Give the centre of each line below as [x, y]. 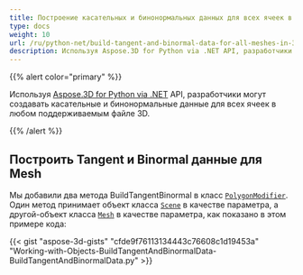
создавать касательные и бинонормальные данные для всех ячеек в [143, 104]
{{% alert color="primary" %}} [66, 77]
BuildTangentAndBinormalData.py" [74, 260]
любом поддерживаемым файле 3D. [80, 114]
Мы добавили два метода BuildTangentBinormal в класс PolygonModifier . [149, 195]
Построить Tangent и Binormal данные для [136, 159]
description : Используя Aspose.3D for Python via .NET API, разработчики [151, 51]
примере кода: [38, 224]
